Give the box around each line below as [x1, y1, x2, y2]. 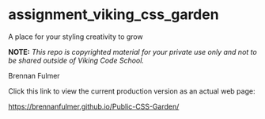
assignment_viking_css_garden [8, 6, 219, 24]
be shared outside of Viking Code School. [8, 56, 145, 65]
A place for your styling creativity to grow [8, 32, 144, 41]
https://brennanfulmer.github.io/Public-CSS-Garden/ [8, 102, 180, 111]
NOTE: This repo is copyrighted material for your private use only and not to [8, 47, 257, 56]
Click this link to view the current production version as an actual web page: [8, 86, 256, 96]
